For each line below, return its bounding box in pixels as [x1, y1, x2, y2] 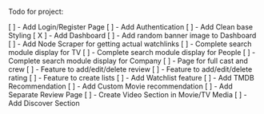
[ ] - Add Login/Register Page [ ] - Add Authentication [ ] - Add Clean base [8, 22, 254, 31]
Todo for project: [8, 7, 64, 16]
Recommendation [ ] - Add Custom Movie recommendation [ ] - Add [8, 81, 234, 91]
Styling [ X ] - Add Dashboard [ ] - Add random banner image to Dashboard [8, 31, 257, 40]
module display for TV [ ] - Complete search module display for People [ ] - [8, 48, 256, 57]
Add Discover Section [8, 99, 80, 108]
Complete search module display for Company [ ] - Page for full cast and [8, 56, 248, 65]
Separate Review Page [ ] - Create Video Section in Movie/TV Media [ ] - [8, 90, 247, 99]
